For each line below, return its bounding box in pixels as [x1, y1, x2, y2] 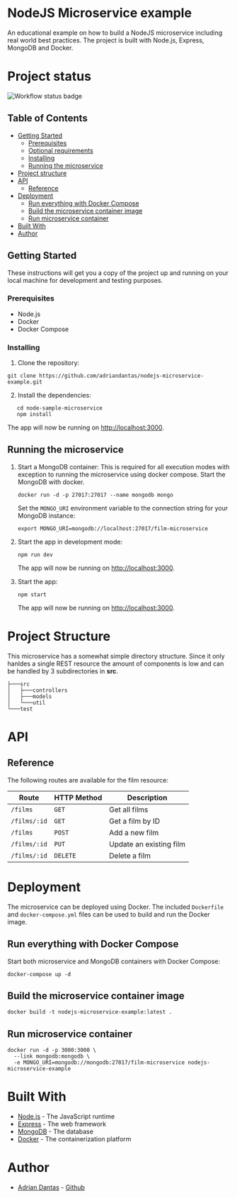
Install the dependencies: [17, 391, 92, 400]
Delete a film [109, 851, 151, 861]
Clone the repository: [17, 359, 80, 367]
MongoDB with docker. [17, 477, 85, 486]
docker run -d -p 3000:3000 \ [7, 1047, 97, 1054]
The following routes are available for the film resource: [7, 776, 168, 784]
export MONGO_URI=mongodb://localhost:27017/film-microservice [17, 525, 209, 532]
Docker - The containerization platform [17, 1135, 132, 1143]
